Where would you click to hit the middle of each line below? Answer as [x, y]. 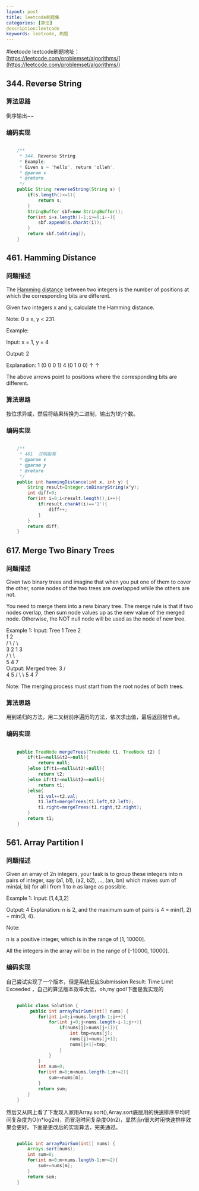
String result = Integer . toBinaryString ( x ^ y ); [83, 487]
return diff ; [44, 526]
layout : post [22, 12]
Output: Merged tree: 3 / [36, 668]
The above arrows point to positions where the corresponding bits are [91, 377]
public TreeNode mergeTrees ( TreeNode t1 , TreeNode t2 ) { [89, 752]
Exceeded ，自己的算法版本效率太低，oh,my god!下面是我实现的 [85, 989]
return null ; [54, 763]
